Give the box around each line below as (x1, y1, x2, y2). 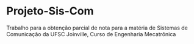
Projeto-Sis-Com (6, 4, 94, 18)
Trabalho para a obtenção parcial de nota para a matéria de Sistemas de (6, 24, 188, 31)
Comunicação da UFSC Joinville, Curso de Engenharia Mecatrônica (6, 30, 176, 37)
